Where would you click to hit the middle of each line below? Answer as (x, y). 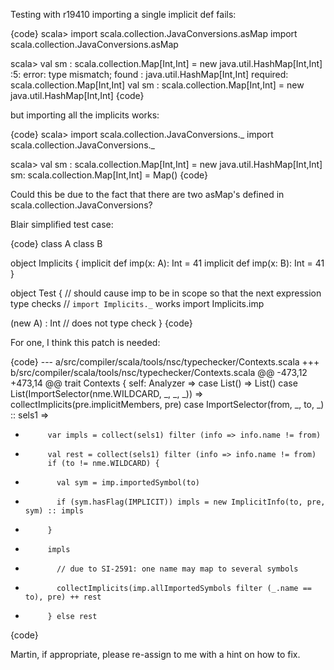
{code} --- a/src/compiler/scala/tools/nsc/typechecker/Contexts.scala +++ (165, 362)
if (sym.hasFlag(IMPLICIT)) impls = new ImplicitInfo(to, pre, (191, 502)
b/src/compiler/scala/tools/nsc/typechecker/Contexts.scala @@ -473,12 (159, 372)
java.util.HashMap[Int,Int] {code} (77, 95)
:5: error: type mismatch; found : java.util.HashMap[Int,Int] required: (149, 74)
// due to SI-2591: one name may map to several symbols (177, 569)
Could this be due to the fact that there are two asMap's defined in (147, 194)
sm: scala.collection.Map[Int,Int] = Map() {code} (109, 175)
